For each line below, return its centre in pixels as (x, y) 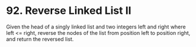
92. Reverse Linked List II (69, 11)
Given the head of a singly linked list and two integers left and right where (96, 27)
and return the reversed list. (40, 39)
